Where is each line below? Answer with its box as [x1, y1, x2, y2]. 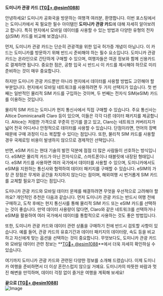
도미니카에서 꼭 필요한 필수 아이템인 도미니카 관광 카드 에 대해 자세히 [10, 21, 139, 27]
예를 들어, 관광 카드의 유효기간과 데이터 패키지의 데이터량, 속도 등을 [19, 229, 146, 235]
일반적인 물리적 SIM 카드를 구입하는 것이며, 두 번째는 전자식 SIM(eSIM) [14, 90, 149, 96]
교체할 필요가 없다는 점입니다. [10, 178, 67, 184]
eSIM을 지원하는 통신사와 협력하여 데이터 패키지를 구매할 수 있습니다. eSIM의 [5, 166, 152, 172]
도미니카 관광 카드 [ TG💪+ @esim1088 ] [5, 5, 80, 10]
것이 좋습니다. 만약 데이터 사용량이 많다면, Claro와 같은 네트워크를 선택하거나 [10, 207, 156, 212]
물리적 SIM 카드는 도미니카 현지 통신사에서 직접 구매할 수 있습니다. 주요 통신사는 [5, 107, 157, 112]
